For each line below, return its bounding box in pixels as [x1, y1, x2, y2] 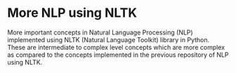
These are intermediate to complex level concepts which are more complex [7, 43, 225, 51]
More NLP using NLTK [7, 5, 138, 21]
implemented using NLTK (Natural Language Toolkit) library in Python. [7, 35, 210, 44]
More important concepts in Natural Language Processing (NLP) [7, 28, 193, 36]
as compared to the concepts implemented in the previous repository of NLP [7, 51, 229, 59]
